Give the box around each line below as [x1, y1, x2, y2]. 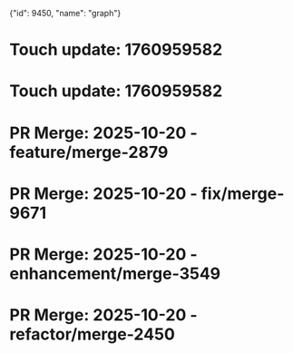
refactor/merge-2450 [9, 324, 175, 345]
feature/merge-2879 [9, 142, 169, 162]
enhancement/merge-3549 [9, 263, 221, 284]
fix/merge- [200, 183, 285, 203]
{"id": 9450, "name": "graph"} [9, 8, 122, 18]
